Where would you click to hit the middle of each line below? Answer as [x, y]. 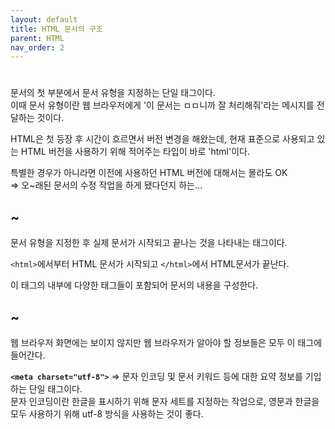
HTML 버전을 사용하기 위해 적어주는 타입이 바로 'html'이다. [135, 152]
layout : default [44, 19]
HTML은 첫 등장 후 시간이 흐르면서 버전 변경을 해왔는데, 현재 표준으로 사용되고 [162, 139]
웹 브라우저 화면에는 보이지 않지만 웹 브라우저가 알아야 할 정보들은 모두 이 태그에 [166, 343]
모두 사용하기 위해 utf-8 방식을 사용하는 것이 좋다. [107, 414]
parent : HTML [37, 38]
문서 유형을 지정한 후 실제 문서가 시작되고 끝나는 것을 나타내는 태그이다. [149, 243]
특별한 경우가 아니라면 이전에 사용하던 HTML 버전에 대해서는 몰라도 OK [149, 173]
